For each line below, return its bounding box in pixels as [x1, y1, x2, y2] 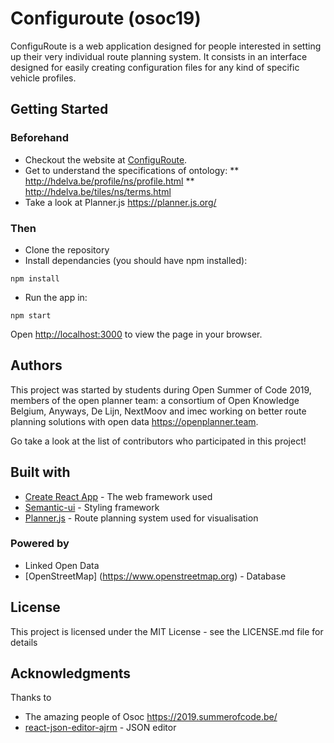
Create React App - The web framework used [24, 490, 213, 502]
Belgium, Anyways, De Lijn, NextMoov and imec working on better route [10, 405, 307, 417]
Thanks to [10, 692, 52, 704]
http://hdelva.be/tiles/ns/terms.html [24, 185, 172, 197]
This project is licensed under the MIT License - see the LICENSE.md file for [10, 625, 324, 637]
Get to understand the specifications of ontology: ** [24, 164, 240, 176]
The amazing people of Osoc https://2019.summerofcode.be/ [24, 711, 278, 723]
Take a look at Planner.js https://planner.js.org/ [24, 196, 217, 208]
